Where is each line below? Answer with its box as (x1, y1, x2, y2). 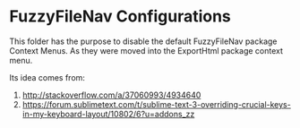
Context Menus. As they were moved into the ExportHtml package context (9, 45, 284, 55)
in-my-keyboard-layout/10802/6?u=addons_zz (21, 108, 195, 119)
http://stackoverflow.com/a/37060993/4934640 (21, 90, 201, 100)
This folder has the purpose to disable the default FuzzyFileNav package (9, 36, 278, 47)
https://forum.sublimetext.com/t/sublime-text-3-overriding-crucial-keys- (21, 98, 291, 109)
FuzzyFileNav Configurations (9, 6, 231, 27)
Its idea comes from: (9, 72, 85, 82)
